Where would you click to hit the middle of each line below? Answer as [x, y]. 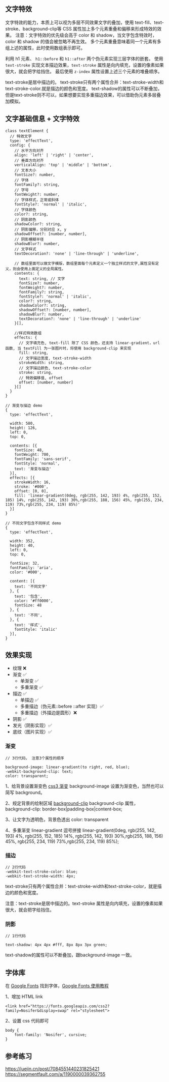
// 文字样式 [25, 249]
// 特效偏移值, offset [41, 378]
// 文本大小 [25, 170]
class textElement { [27, 131]
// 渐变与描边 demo [24, 405]
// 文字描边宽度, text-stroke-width [55, 358]
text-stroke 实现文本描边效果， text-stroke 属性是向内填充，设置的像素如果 [85, 65]
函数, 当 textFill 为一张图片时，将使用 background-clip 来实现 [68, 348]
